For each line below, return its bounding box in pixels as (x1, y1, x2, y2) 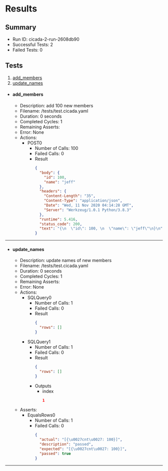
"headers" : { (39, 189, 66, 194)
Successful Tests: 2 (12, 42, 53, 48)
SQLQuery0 (27, 295, 51, 301)
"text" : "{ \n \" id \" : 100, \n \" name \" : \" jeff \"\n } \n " (39, 226, 163, 231)
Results (5, 3, 37, 15)
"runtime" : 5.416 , (39, 216, 78, 222)
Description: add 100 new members (19, 103, 93, 109)
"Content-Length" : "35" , (43, 193, 96, 198)
